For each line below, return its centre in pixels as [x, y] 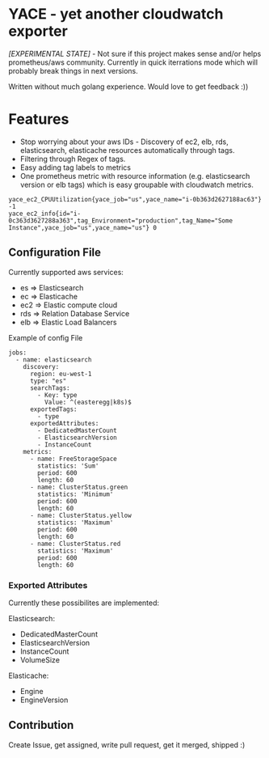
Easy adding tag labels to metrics [76, 167]
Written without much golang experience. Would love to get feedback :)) [128, 87]
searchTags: [50, 388]
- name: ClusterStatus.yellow [80, 515]
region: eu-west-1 [61, 374]
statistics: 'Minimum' [76, 494]
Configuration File [55, 253]
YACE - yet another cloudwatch [116, 14]
